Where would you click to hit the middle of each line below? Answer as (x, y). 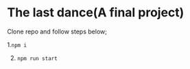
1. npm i (17, 44)
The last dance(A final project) (96, 13)
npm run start (37, 58)
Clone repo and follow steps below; (57, 31)
